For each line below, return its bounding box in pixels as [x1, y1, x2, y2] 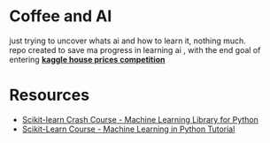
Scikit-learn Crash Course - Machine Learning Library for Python [21, 114, 259, 124]
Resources [9, 86, 90, 105]
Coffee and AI [9, 6, 112, 26]
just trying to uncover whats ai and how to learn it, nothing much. [9, 35, 246, 46]
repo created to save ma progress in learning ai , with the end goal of [9, 44, 261, 55]
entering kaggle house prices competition [9, 54, 166, 64]
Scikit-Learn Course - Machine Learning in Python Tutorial [21, 124, 235, 134]
